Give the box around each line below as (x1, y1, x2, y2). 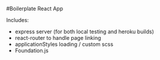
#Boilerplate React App (6, 5, 64, 12)
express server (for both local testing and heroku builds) (14, 28, 155, 35)
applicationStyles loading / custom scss (14, 41, 114, 48)
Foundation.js (14, 47, 49, 54)
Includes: (6, 17, 29, 23)
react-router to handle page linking (14, 34, 101, 41)
